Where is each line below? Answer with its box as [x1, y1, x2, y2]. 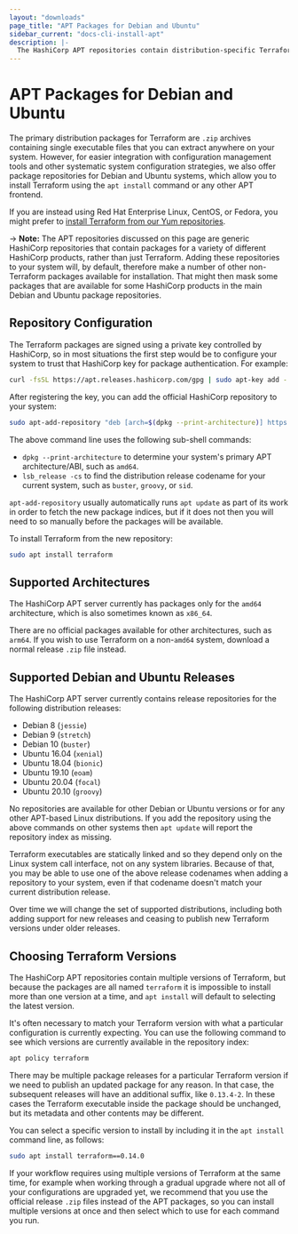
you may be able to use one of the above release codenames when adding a [9, 868, 288, 878]
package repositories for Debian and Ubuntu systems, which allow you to [9, 171, 277, 181]
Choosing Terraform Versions [9, 949, 177, 964]
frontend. [9, 189, 43, 200]
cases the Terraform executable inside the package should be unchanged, [9, 1098, 281, 1109]
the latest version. [9, 1000, 75, 1011]
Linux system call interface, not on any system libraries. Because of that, [9, 859, 275, 869]
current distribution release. [9, 886, 111, 898]
